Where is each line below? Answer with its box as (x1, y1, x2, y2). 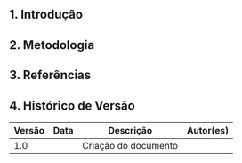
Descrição (108, 124, 153, 136)
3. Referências (9, 68, 92, 83)
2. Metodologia (9, 37, 95, 53)
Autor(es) (186, 124, 230, 136)
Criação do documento (82, 139, 179, 151)
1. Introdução (9, 7, 83, 22)
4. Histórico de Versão (9, 98, 135, 113)
